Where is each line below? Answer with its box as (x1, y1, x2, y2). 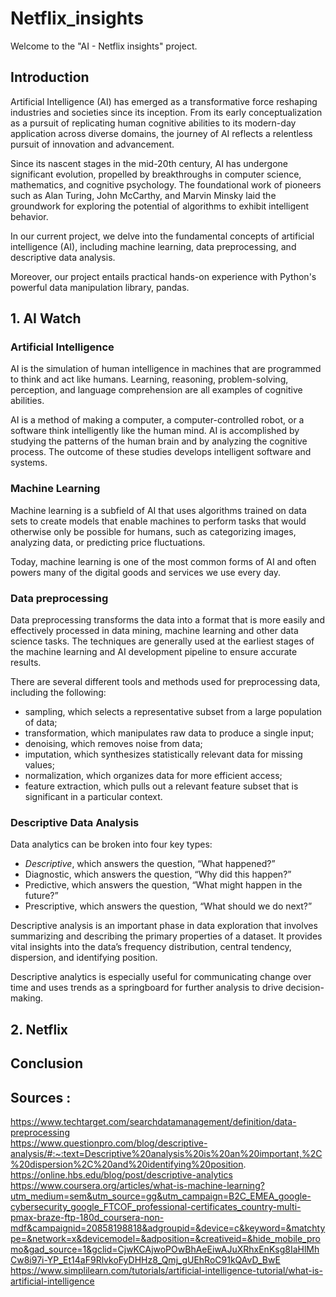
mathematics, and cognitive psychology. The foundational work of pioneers (10, 178, 322, 191)
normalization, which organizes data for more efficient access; (24, 770, 283, 782)
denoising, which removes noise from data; (24, 738, 203, 750)
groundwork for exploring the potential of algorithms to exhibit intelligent (10, 200, 310, 212)
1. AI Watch (10, 310, 82, 327)
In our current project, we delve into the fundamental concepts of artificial (10, 230, 315, 242)
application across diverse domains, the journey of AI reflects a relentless (10, 127, 313, 139)
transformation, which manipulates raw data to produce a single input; (24, 727, 315, 739)
